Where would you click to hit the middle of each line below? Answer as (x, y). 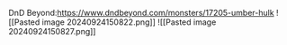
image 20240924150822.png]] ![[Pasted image (129, 22)
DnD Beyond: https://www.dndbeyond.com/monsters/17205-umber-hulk (142, 13)
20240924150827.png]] (52, 31)
